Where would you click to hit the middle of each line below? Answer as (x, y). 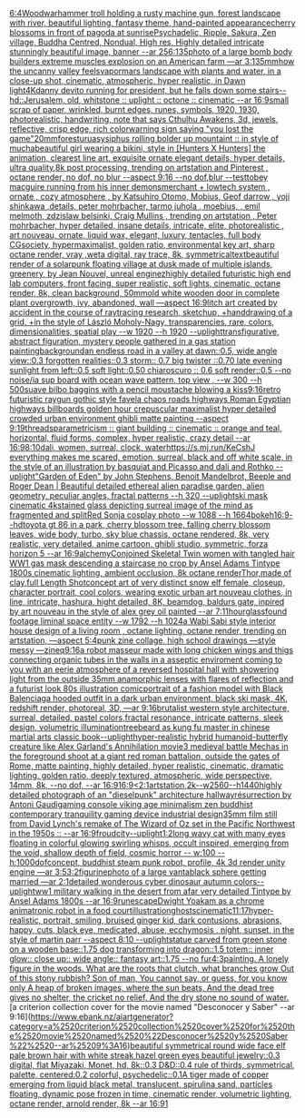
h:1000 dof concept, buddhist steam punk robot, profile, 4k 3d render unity (148, 862)
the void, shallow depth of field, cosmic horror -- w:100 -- (117, 852)
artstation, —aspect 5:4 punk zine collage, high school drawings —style (143, 640)
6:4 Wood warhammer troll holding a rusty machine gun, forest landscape (145, 13)
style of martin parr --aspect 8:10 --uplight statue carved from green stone (148, 940)
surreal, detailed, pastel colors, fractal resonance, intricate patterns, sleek (147, 717)
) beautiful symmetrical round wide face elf (206, 1045)
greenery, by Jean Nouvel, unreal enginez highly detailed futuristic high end (150, 273)
